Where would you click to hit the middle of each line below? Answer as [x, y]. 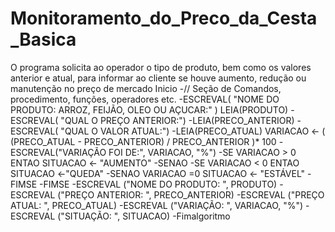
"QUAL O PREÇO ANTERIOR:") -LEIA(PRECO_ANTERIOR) [177, 120]
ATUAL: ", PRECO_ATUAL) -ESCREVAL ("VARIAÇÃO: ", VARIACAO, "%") [157, 205]
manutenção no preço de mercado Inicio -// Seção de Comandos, [146, 88]
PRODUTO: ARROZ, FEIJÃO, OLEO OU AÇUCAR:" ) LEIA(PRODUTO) [149, 109]
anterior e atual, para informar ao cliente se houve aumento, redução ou [158, 78]
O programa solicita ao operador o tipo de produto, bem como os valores [161, 67]
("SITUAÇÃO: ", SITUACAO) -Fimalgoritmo [144, 216]
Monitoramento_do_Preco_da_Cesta [164, 18]
